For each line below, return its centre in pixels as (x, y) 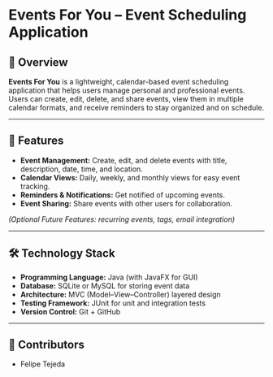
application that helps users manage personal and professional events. (127, 90)
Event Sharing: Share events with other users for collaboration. (126, 203)
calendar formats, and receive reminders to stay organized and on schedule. (136, 108)
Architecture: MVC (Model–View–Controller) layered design (120, 294)
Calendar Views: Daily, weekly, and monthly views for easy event (130, 177)
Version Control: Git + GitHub (70, 311)
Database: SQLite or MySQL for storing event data (105, 285)
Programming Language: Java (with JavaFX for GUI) (109, 277)
